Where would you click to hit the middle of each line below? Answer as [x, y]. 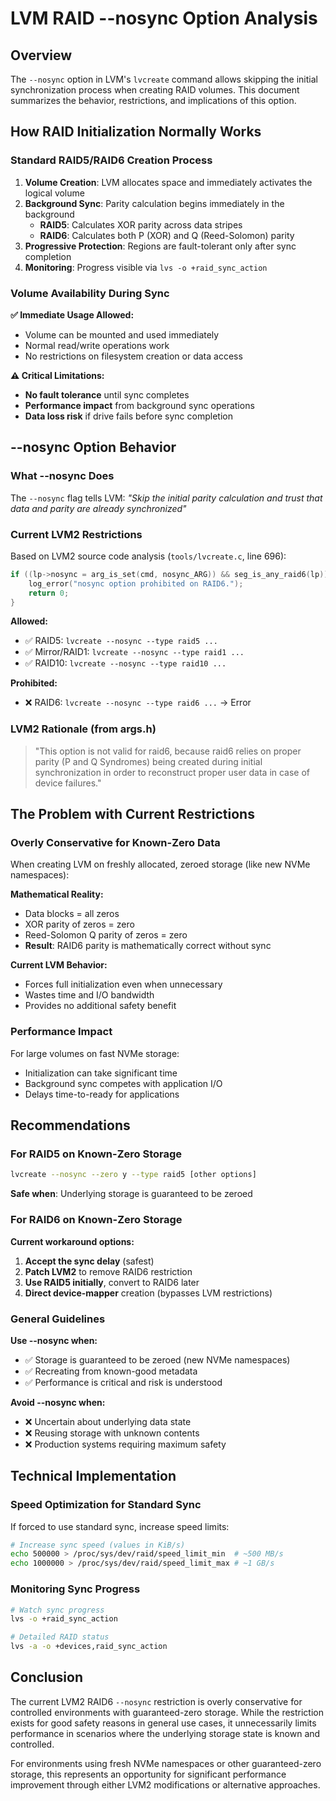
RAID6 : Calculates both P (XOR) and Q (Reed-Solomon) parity [167, 235]
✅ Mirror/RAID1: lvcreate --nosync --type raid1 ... [134, 652]
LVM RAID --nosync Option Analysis [164, 18]
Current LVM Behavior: [59, 965]
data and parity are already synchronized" [98, 508]
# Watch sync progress [57, 1610]
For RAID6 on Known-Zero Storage [96, 1220]
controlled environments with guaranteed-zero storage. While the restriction [167, 1712]
